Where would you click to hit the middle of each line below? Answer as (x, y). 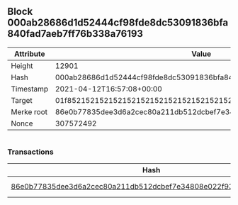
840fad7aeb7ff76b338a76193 (75, 34)
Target (22, 100)
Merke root (29, 111)
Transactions (31, 152)
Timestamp (30, 89)
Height (22, 65)
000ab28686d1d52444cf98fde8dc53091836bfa (118, 23)
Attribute (29, 54)
